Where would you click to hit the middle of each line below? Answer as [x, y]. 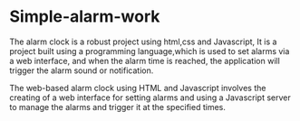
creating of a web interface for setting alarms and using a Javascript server [150, 98]
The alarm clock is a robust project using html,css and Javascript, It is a [143, 42]
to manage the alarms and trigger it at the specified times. [118, 107]
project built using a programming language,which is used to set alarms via [150, 51]
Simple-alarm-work [85, 17]
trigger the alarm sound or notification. [82, 70]
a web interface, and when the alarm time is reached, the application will [145, 60]
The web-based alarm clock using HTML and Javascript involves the [138, 88]
